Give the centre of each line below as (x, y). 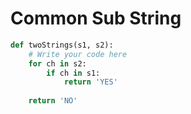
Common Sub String (96, 18)
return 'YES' (90, 82)
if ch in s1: (73, 73)
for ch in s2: (57, 63)
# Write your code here (78, 54)
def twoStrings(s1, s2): (62, 45)
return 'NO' (53, 101)
